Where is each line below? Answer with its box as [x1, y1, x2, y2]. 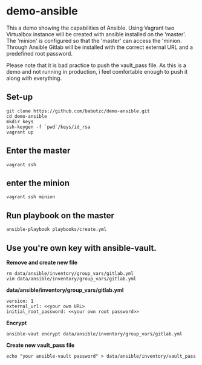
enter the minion [6, 178, 70, 188]
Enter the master [6, 146, 71, 156]
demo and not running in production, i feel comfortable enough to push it [6, 68, 188, 75]
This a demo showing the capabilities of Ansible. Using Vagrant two [6, 24, 175, 31]
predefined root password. [6, 50, 73, 57]
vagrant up [6, 129, 34, 135]
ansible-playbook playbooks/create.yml [6, 227, 107, 233]
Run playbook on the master [6, 210, 115, 221]
